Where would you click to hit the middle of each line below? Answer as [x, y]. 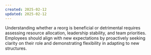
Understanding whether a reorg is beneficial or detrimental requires [73, 27]
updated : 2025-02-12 [26, 14]
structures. [16, 48]
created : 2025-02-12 [26, 9]
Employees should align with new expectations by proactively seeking [75, 38]
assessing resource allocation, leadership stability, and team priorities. [76, 33]
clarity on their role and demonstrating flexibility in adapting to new [72, 43]
